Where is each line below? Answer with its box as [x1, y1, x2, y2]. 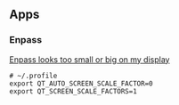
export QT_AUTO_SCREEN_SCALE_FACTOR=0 [9, 79, 153, 88]
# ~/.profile [9, 71, 58, 80]
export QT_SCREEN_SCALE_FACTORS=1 [9, 86, 138, 96]
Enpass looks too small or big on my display [9, 53, 170, 65]
